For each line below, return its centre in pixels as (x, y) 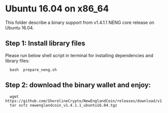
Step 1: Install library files (45, 44)
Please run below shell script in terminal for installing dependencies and (79, 55)
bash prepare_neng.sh (33, 70)
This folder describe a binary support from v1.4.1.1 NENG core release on (80, 22)
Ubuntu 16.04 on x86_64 (57, 9)
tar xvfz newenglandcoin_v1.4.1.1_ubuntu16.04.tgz (63, 105)
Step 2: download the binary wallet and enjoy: (78, 85)
